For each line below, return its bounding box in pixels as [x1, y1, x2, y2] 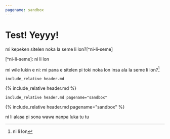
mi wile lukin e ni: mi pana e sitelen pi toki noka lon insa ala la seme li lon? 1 [5, 65, 160, 73]
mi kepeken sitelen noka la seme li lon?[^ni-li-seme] [5, 46, 113, 52]
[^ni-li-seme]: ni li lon [5, 56, 50, 62]
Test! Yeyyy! [5, 29, 59, 41]
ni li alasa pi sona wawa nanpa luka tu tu [5, 114, 90, 120]
